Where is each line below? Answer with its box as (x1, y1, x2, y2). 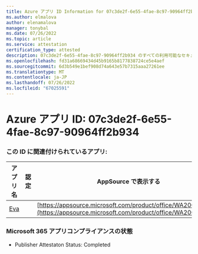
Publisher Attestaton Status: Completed (14, 241, 111, 248)
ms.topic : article (6, 36, 51, 42)
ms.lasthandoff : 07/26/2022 (6, 80, 75, 86)
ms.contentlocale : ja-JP (6, 74, 67, 80)
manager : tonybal (6, 25, 49, 31)
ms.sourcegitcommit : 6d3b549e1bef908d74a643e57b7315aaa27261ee (6, 63, 165, 70)
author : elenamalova (6, 19, 57, 25)
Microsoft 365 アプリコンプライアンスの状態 (6, 227, 133, 236)
